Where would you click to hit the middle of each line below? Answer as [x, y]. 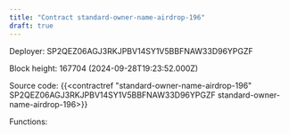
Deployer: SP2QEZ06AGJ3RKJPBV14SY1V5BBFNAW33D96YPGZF [132, 51]
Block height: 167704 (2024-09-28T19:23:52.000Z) [104, 68]
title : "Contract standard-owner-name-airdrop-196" [107, 17]
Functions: [29, 122]
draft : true [31, 26]
